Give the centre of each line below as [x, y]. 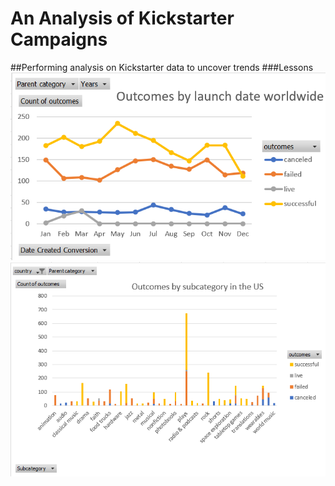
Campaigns [59, 39]
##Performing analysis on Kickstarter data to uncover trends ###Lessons [162, 67]
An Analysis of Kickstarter [122, 18]
